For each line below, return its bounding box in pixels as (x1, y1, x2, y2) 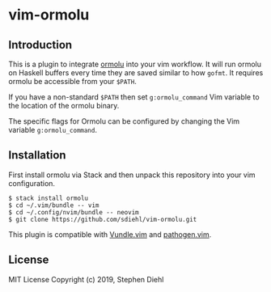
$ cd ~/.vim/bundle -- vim (8, 201, 100, 209)
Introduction (8, 38, 73, 52)
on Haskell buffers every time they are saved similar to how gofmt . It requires (8, 68, 264, 78)
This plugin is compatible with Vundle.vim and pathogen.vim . (8, 229, 212, 239)
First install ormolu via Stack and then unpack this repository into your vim (8, 170, 256, 180)
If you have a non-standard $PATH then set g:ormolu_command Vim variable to (8, 92, 260, 102)
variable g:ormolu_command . (8, 125, 97, 134)
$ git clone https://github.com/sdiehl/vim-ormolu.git (8, 215, 197, 223)
